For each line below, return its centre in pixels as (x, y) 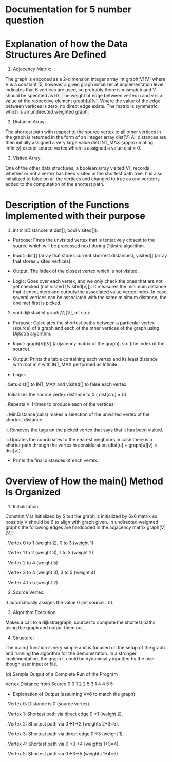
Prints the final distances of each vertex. (55, 460)
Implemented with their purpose (75, 216)
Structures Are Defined (56, 55)
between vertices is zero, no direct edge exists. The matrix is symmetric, (82, 106)
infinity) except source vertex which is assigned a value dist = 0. (73, 148)
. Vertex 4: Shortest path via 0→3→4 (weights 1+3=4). (63, 744)
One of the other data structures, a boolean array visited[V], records (78, 168)
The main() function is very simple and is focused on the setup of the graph (85, 648)
